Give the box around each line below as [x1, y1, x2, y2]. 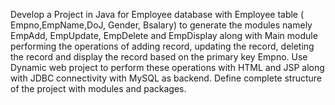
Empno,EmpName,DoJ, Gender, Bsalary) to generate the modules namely [10, 19, 313, 31]
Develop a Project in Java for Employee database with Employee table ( [10, 9, 305, 20]
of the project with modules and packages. [10, 83, 187, 94]
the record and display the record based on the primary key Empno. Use [10, 51, 308, 63]
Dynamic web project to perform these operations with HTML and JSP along [10, 62, 325, 73]
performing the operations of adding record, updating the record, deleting [10, 40, 315, 52]
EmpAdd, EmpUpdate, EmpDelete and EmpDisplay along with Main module [10, 30, 318, 41]
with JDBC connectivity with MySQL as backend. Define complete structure [10, 72, 323, 84]
